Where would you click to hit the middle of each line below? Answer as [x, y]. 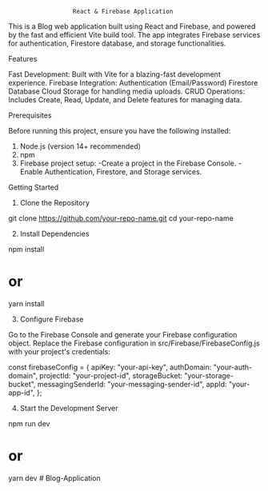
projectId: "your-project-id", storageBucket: [111, 375]
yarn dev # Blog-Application [55, 478]
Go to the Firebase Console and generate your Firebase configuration [123, 334]
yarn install [26, 303]
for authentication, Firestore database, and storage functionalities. [117, 43]
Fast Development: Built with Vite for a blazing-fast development [115, 74]
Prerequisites [30, 115]
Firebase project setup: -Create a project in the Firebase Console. [128, 163]
